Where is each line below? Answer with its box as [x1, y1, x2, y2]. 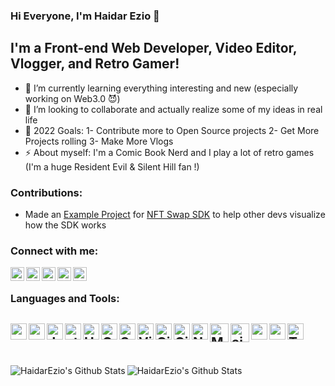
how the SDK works [24, 219, 107, 231]
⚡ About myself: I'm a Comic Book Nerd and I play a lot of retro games [24, 146, 315, 158]
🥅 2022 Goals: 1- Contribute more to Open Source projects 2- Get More [24, 124, 320, 136]
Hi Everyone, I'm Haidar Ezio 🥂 [10, 9, 160, 23]
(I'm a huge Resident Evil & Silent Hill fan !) [24, 160, 200, 173]
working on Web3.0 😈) [24, 92, 121, 104]
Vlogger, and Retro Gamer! [10, 55, 180, 73]
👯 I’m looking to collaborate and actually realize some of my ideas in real [24, 103, 323, 115]
